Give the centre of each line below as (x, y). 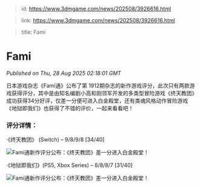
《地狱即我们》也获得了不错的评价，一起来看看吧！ (70, 108)
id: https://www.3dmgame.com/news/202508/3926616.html (96, 9)
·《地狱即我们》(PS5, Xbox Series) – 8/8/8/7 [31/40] (70, 165)
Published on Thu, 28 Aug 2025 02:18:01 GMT (64, 73)
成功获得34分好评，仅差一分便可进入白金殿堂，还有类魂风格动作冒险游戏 (97, 100)
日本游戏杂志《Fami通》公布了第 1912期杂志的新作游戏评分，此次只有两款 (98, 85)
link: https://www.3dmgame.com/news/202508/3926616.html (98, 20)
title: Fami (33, 32)
